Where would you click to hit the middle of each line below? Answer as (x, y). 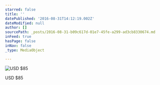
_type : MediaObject (25, 50)
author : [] (16, 28)
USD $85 (14, 78)
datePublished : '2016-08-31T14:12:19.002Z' (50, 18)
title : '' (15, 14)
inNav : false (18, 46)
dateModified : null (25, 23)
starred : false (20, 9)
